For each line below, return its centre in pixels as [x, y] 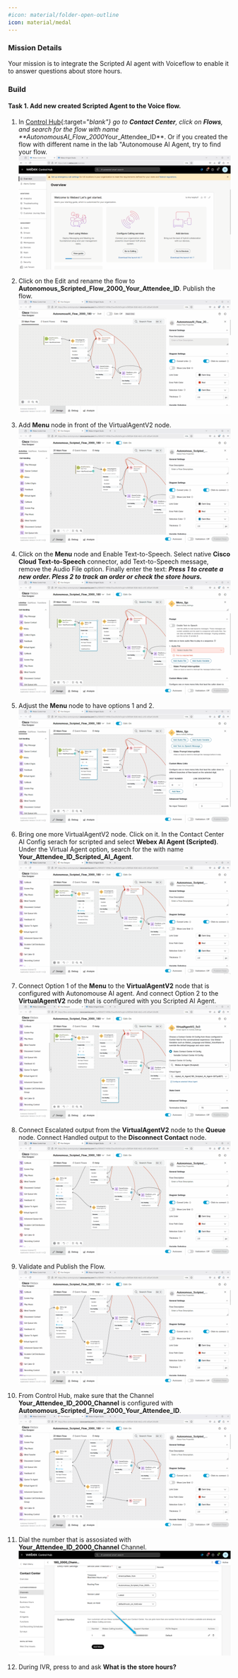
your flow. [33, 151]
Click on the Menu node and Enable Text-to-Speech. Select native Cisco [124, 554]
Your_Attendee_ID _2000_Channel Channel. [82, 1547]
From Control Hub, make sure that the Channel [86, 1396]
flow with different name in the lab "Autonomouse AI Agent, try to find [119, 144]
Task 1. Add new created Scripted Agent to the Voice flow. [95, 106]
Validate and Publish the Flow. [62, 1266]
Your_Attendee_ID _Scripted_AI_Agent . [76, 857]
